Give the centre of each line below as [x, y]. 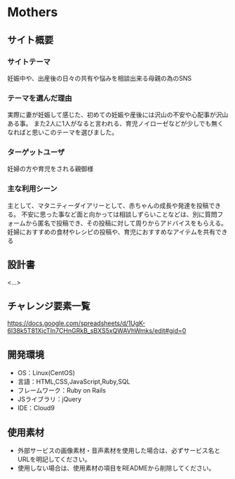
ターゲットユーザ [36, 152]
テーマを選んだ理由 [40, 98]
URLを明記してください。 [54, 459]
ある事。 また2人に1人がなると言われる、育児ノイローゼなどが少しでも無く [116, 124]
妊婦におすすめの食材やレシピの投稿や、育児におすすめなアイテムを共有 [112, 232]
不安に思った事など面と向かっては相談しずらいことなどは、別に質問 [119, 214]
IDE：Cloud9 [36, 408]
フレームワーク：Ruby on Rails [62, 391]
